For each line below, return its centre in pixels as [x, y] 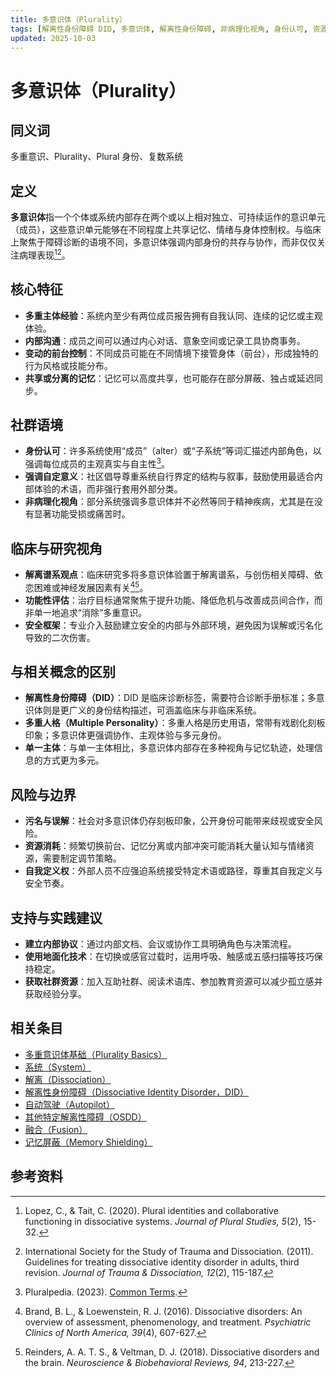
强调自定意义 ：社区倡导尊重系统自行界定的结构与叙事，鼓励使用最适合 [169, 477]
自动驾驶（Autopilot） [69, 1104]
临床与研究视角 [56, 548]
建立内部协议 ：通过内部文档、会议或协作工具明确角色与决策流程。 [160, 944]
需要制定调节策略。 [82, 858]
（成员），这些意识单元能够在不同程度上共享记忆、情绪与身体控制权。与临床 [166, 230]
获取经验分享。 [55, 994]
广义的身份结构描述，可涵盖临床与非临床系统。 [165, 710]
